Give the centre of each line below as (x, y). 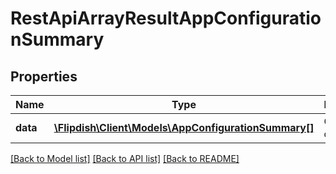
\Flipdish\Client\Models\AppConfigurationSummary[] (184, 127)
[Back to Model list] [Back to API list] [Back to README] (125, 158)
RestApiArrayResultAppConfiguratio (166, 18)
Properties (44, 76)
